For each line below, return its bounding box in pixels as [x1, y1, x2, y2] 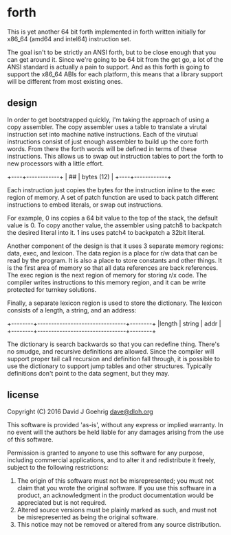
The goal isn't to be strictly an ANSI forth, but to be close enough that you [7, 48, 217, 56]
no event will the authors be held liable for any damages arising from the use [7, 428, 224, 436]
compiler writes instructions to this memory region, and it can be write [7, 278, 206, 286]
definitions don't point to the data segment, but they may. [7, 369, 170, 377]
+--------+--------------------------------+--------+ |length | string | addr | [7, 319, 221, 328]
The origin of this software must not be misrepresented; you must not [16, 476, 214, 485]
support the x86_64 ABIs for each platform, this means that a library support [7, 70, 223, 78]
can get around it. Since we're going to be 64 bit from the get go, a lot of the [7, 55, 223, 63]
